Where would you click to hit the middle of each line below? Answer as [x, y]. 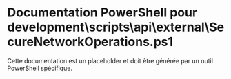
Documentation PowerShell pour [102, 13]
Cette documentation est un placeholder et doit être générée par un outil [110, 60]
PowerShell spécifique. [40, 68]
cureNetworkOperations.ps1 [90, 42]
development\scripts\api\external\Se [116, 27]
